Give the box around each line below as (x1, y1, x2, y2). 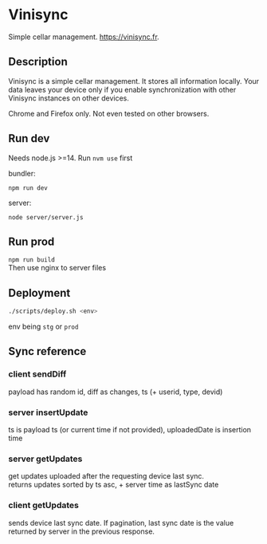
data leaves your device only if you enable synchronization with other (8, 85, 237, 94)
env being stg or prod (8, 321, 79, 332)
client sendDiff (8, 369, 67, 380)
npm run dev (8, 183, 48, 192)
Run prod (8, 235, 55, 248)
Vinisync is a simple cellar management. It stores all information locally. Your (8, 76, 260, 85)
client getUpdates (8, 500, 80, 511)
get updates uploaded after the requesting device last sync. (8, 471, 205, 481)
